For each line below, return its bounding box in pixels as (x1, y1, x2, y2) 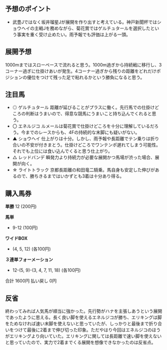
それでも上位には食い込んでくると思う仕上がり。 (12, 148, 113, 154)
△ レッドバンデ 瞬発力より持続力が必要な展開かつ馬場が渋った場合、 (12, 154, 156, 160)
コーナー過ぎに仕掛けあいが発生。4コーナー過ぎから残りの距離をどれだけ (5, 68, 157, 74)
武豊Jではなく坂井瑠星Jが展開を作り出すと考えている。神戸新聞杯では (12, 19, 158, 25)
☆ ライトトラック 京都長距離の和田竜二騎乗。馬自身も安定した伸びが (12, 167, 156, 173)
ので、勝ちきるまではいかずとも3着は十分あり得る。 (16, 173, 125, 179)
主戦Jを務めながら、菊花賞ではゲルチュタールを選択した (34, 25, 151, 31)
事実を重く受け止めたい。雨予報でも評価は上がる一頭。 (16, 31, 131, 37)
